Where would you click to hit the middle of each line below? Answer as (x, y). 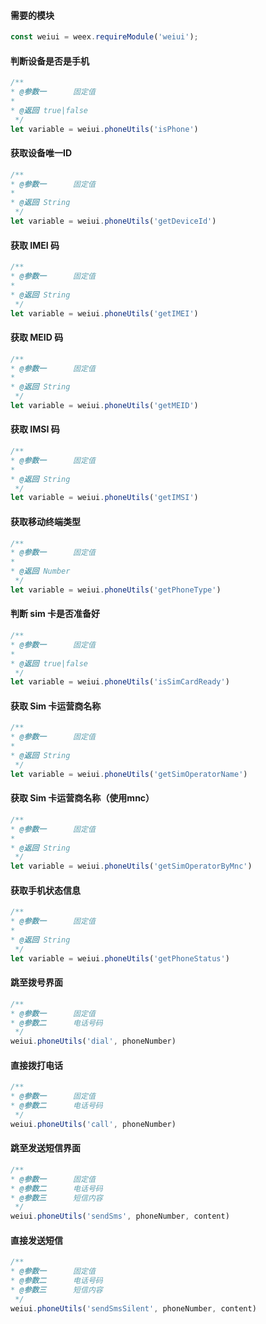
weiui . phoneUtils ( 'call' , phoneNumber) (93, 1124)
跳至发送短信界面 (45, 1148)
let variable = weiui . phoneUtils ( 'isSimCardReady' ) (120, 682)
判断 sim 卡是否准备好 (55, 614)
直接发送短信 (36, 1240)
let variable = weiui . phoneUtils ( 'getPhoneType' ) (116, 590)
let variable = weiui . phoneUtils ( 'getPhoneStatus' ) (120, 958)
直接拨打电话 (36, 1065)
